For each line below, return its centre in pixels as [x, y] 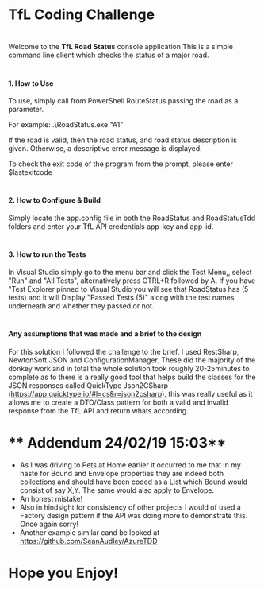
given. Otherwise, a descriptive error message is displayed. [105, 149]
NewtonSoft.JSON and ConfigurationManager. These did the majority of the [132, 360]
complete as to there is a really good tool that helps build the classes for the [132, 377]
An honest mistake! [51, 498]
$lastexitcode [31, 172]
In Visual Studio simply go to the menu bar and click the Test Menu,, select [130, 272]
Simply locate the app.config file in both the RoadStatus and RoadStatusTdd [132, 218]
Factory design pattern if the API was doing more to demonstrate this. [134, 515]
